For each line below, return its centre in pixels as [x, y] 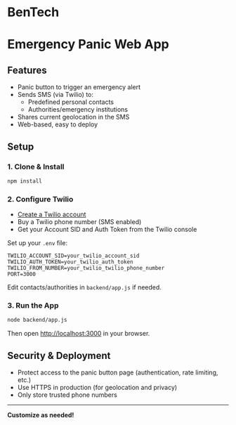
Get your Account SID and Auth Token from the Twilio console [107, 230]
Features [27, 70]
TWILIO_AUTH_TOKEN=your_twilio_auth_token [70, 262]
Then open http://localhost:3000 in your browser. [79, 334]
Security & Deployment [59, 355]
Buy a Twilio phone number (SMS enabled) [79, 222]
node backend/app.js [38, 320]
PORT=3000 [22, 275]
